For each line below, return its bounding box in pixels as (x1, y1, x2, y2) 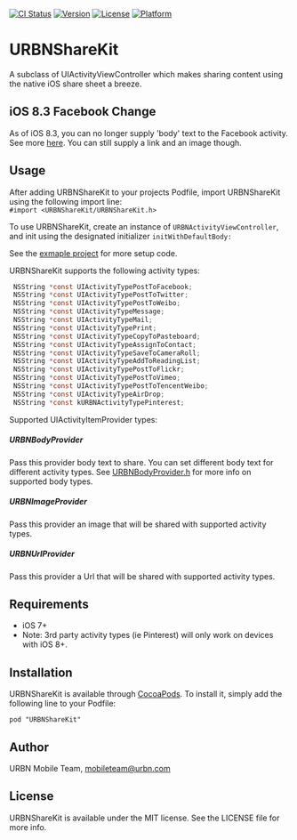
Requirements (9, 596, 89, 611)
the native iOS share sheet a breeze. (9, 78, 142, 89)
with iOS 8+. (21, 639, 68, 650)
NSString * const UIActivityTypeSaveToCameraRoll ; (12, 348, 201, 358)
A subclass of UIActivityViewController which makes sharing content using (9, 69, 283, 79)
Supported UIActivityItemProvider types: (9, 414, 158, 424)
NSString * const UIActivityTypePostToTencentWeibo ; (12, 382, 209, 391)
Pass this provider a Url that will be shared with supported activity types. (9, 570, 276, 582)
